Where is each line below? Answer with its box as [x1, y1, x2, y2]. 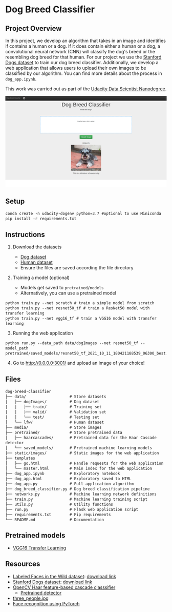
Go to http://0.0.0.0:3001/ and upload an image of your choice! [12, 360, 145, 366]
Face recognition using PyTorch [12, 600, 80, 606]
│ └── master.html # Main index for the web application [5, 466, 153, 471]
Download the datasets [12, 244, 62, 250]
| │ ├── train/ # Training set [5, 404, 102, 409]
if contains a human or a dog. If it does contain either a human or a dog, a [5, 43, 160, 49]
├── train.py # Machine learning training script [5, 497, 147, 502]
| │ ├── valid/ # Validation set [5, 409, 106, 414]
